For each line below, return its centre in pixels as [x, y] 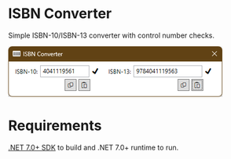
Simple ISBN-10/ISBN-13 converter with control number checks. [111, 35]
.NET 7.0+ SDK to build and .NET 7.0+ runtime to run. [93, 147]
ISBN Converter [60, 14]
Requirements [55, 126]
